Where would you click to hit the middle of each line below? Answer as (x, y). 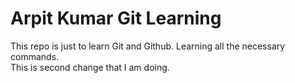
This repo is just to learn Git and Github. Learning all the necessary (148, 46)
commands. (35, 56)
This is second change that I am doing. (90, 67)
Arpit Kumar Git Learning (116, 18)
